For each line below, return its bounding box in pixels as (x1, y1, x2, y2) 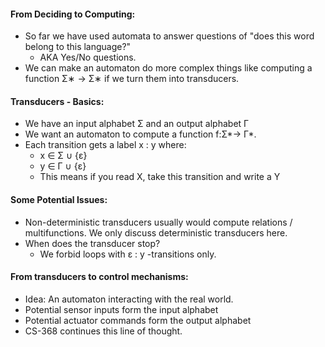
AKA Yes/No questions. (39, 51, 137, 64)
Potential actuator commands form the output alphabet (24, 314, 252, 326)
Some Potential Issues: (10, 194, 108, 205)
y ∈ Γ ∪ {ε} (39, 160, 87, 172)
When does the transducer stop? (24, 237, 161, 249)
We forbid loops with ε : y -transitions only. (39, 248, 217, 260)
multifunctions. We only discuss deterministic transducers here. (24, 226, 288, 239)
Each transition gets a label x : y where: (24, 139, 187, 151)
